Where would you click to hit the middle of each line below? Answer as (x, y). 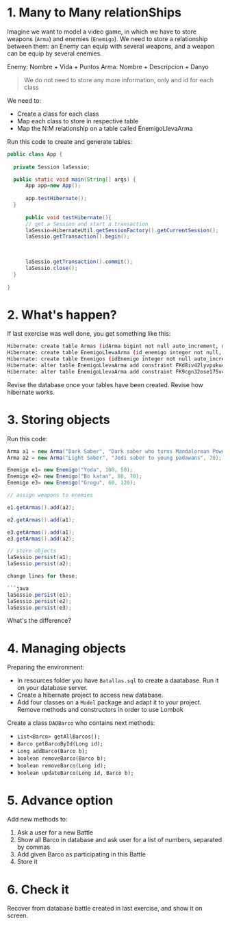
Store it (27, 862)
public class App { (35, 154)
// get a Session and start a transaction (87, 224)
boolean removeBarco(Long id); (62, 766)
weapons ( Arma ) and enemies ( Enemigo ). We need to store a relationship (107, 38)
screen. (18, 915)
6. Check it (38, 889)
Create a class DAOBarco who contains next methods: (81, 723)
